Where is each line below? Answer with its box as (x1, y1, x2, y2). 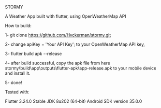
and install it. (5, 70, 30, 76)
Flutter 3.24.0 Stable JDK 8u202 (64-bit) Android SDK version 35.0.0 (5, 98, 142, 104)
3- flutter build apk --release (5, 51, 62, 56)
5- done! (5, 80, 23, 85)
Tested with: (5, 89, 30, 94)
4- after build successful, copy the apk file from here (5, 60, 110, 66)
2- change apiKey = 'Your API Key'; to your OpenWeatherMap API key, (5, 41, 145, 47)
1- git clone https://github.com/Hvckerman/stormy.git (5, 32, 111, 38)
